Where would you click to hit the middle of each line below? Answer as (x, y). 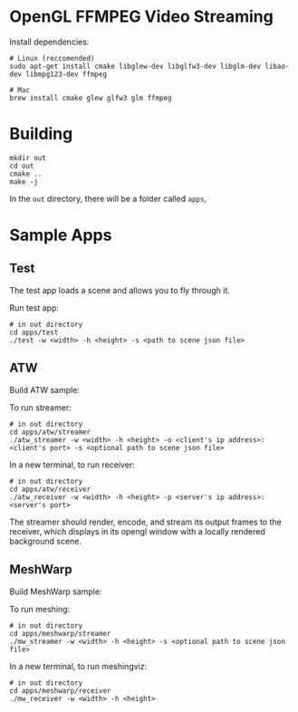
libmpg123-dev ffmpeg (66, 74)
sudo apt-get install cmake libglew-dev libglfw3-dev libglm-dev (135, 66)
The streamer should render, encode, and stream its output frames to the (146, 522)
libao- (277, 66)
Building (41, 134)
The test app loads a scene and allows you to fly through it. (120, 290)
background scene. (46, 541)
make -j (24, 182)
